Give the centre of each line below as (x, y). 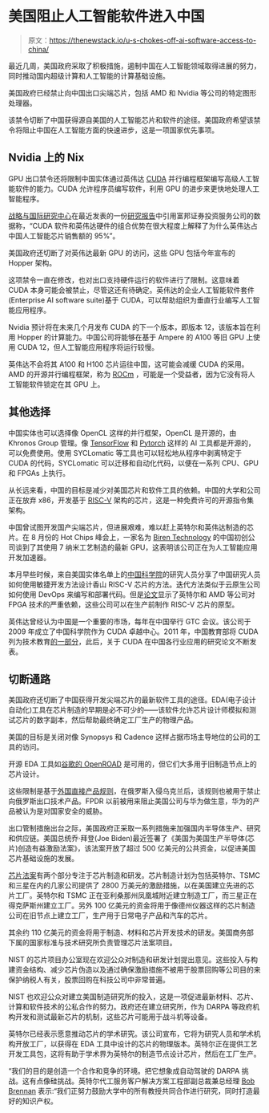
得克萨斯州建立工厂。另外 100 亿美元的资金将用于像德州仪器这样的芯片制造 (132, 906)
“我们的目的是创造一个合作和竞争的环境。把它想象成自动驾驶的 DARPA (124, 1071)
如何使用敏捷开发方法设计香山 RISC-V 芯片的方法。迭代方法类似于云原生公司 (134, 584)
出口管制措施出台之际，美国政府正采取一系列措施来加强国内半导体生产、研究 (134, 828)
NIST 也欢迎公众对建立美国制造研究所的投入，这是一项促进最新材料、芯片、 (133, 997)
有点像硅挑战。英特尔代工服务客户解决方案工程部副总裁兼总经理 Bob (142, 1081)
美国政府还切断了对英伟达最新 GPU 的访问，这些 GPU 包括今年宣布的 (122, 253)
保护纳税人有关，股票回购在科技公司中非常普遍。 (89, 980)
